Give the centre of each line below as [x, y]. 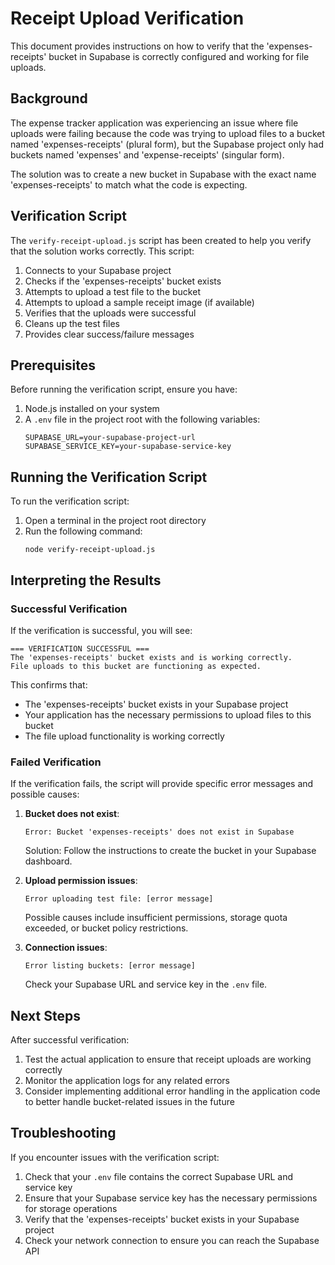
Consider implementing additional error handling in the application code [172, 1091]
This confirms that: [49, 684]
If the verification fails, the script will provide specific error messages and [162, 784]
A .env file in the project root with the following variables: [142, 419]
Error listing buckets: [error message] [110, 966]
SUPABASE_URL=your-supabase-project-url [110, 438]
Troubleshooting [63, 1133]
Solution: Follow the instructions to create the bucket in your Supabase [170, 851]
